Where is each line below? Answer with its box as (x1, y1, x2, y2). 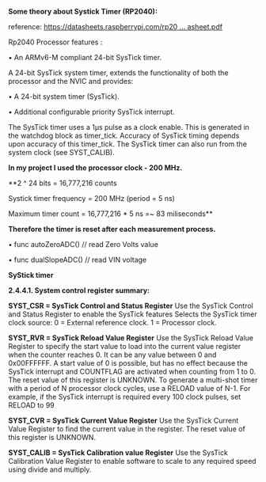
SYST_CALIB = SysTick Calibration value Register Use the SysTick (8, 448, 228, 457)
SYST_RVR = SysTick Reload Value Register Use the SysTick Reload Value (8, 333, 253, 343)
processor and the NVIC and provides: (8, 77, 134, 85)
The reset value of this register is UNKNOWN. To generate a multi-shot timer (8, 375, 258, 385)
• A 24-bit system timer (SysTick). (8, 92, 120, 101)
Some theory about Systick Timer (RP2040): (8, 7, 158, 16)
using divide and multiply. (8, 465, 92, 474)
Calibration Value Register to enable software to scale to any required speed (8, 457, 256, 465)
